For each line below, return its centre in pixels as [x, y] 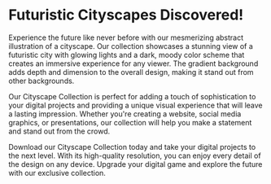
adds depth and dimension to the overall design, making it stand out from [131, 72]
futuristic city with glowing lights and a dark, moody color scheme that [127, 55]
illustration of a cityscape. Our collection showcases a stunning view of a [131, 46]
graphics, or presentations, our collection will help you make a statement [130, 122]
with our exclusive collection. [57, 173]
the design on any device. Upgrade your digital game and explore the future [135, 164]
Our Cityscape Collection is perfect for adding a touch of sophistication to [132, 96]
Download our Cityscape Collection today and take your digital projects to [132, 147]
